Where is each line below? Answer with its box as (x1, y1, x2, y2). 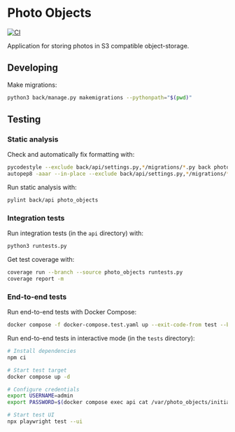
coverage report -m (7, 275, 64, 282)
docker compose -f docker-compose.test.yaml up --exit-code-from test (7, 321, 218, 328)
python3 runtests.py (7, 243, 68, 250)
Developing (7, 62, 58, 74)
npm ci (7, 354, 27, 361)
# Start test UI (7, 412, 55, 419)
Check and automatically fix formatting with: (7, 151, 135, 159)
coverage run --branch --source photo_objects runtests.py (7, 269, 183, 276)
